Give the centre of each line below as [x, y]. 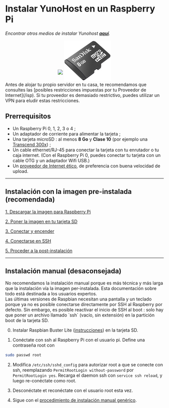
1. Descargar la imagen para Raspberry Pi [48, 212]
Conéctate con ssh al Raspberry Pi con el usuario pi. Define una [78, 340]
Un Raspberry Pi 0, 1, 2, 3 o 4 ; [44, 128]
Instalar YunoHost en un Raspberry [80, 9]
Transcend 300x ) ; [32, 144]
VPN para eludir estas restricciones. [43, 100]
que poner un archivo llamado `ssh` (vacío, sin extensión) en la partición [80, 315]
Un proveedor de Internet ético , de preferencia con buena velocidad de [86, 166]
